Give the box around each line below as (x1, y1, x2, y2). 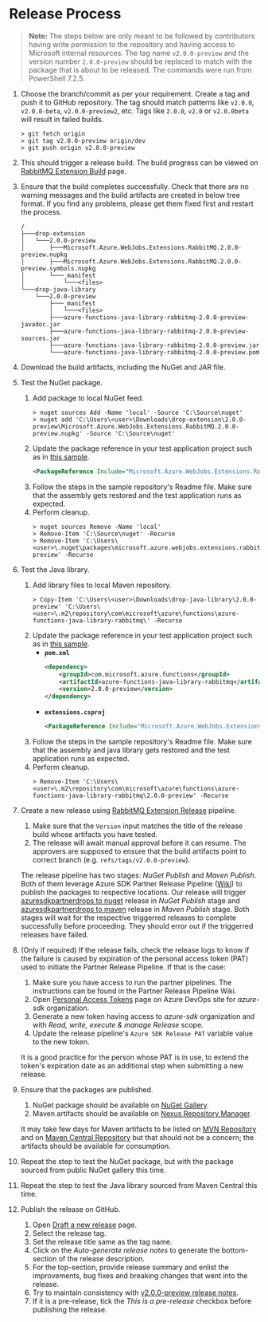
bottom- (221, 1245, 249, 1255)
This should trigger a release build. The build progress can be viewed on (20, 157, 258, 168)
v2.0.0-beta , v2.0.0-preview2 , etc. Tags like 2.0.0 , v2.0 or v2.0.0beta (20, 105, 250, 116)
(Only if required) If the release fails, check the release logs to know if (20, 945, 250, 955)
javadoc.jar (20, 320, 60, 328)
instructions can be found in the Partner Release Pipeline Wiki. (32, 986, 237, 996)
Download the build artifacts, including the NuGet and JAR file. (20, 362, 226, 372)
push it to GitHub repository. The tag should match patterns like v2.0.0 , (20, 97, 254, 107)
